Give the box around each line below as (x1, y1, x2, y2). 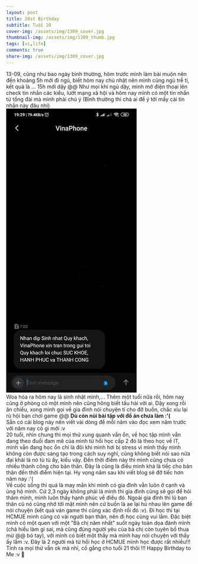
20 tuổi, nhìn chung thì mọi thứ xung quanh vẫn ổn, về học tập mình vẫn (6, 431, 181, 438)
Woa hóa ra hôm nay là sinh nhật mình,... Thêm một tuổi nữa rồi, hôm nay (6, 393, 184, 400)
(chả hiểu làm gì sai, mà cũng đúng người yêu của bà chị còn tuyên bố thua (6, 525, 189, 533)
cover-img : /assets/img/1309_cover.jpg (6, 28, 105, 34)
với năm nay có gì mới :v (6, 425, 66, 432)
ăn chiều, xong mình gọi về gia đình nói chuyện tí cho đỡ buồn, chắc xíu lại (6, 406, 188, 413)
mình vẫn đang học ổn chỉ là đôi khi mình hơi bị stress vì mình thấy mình (6, 444, 181, 451)
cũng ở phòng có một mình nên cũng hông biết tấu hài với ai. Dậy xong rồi (6, 399, 186, 406)
